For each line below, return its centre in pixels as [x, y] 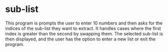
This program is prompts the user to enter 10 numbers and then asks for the [84, 23]
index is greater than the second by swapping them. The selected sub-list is [84, 33]
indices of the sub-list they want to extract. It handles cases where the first [83, 28]
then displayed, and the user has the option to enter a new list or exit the [80, 39]
